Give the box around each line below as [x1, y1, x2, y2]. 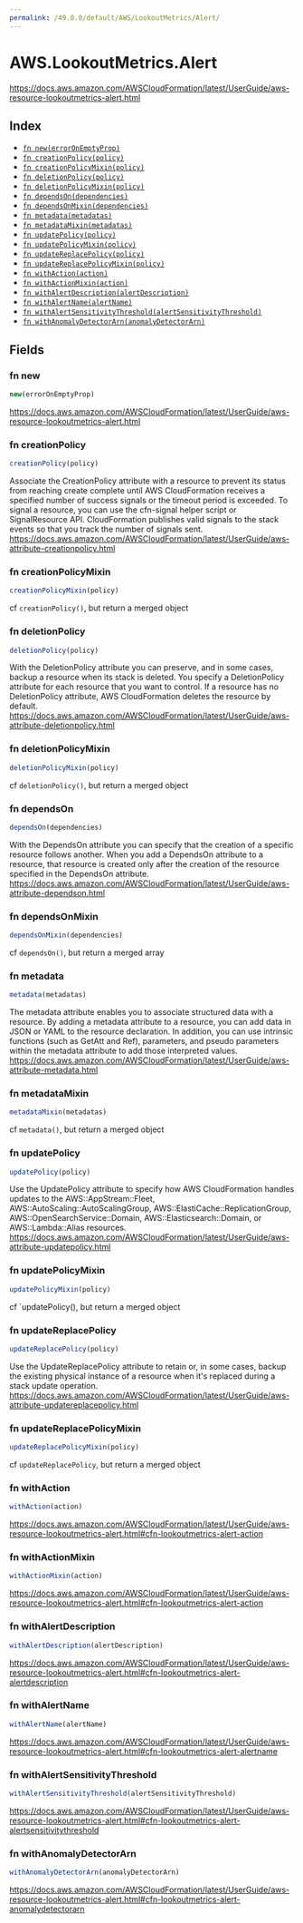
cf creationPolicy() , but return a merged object [9, 602, 189, 613]
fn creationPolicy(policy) [22, 153, 125, 163]
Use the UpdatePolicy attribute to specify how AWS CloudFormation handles [9, 1184, 295, 1195]
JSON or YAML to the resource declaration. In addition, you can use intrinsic [9, 1026, 294, 1037]
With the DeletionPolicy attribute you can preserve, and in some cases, [9, 662, 274, 673]
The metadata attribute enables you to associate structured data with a [9, 1007, 274, 1018]
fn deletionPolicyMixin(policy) [22, 182, 145, 191]
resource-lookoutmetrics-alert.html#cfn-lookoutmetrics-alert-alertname [9, 1745, 279, 1756]
